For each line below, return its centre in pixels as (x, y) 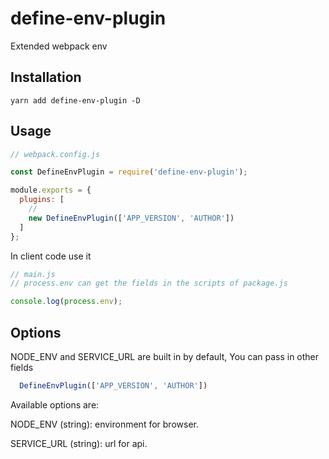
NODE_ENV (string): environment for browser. (104, 424)
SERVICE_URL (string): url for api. (79, 443)
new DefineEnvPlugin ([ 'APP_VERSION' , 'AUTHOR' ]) (131, 218)
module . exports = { (51, 190)
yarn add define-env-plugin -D (75, 100)
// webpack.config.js (55, 154)
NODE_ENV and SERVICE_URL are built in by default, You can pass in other (165, 356)
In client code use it (51, 256)
